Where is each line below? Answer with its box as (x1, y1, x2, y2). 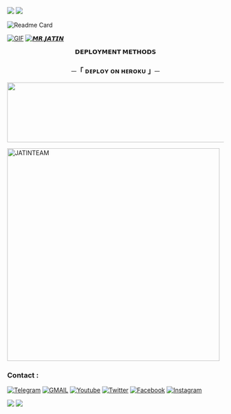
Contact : (7, 370, 39, 380)
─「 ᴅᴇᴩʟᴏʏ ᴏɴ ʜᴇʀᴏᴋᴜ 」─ (71, 65, 160, 75)
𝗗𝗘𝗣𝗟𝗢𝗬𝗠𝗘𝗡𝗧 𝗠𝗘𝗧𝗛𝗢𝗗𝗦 (74, 48, 157, 56)
